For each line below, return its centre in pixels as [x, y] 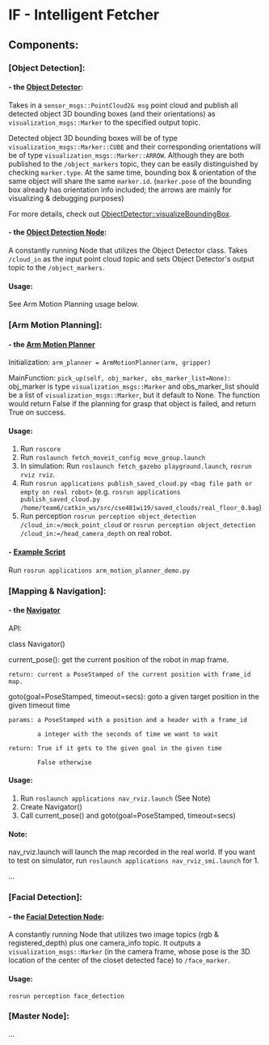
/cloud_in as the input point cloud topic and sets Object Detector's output [131, 259]
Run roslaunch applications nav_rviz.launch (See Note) [116, 798]
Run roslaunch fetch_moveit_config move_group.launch [113, 457]
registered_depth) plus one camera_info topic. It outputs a [105, 943]
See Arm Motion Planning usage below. [74, 304]
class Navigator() [37, 644]
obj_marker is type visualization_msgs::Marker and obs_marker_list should [134, 387]
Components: [44, 45]
